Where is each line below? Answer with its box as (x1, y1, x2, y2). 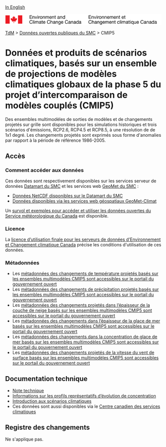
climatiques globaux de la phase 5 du (5, 79, 162, 90)
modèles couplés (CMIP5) (5, 100, 114, 111)
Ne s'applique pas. (5, 436, 44, 443)
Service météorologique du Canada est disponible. (5, 213, 109, 219)
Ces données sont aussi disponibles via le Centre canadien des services (12, 403, 161, 409)
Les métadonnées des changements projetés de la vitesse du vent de (12, 349, 155, 356)
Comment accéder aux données (5, 167, 84, 173)
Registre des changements (5, 423, 90, 432)
